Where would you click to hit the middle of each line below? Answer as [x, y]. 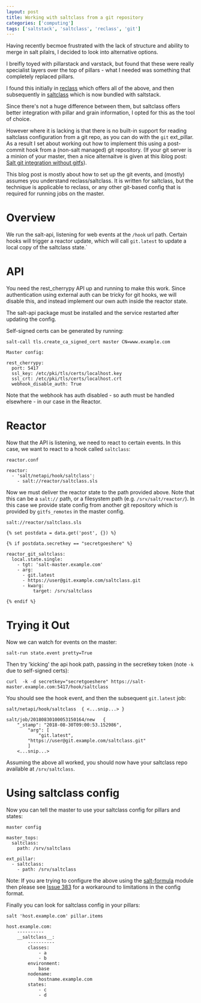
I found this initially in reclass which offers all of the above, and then [90, 88]
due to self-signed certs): [37, 671]
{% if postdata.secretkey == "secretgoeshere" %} [70, 544]
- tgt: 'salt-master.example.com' [60, 565]
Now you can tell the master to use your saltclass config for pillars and [93, 810]
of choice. [19, 119]
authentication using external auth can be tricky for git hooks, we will [91, 295]
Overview [31, 218]
